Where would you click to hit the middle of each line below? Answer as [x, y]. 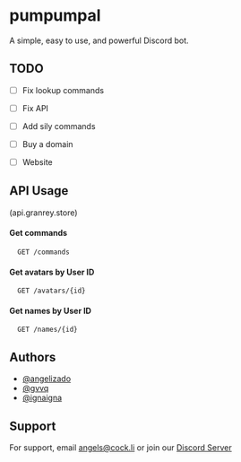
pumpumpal [55, 16]
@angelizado [47, 379]
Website [37, 162]
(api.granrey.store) [43, 213]
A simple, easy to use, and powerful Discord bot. [99, 40]
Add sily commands [59, 126]
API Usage [39, 191]
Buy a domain [47, 144]
